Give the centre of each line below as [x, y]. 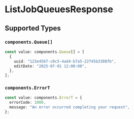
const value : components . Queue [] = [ [45, 52]
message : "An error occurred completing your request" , [70, 107]
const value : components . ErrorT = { [43, 98]
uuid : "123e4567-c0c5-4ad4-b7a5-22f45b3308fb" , [65, 61]
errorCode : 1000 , [28, 103]
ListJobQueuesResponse [59, 9]
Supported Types [33, 28]
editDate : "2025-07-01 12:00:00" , [50, 66]
